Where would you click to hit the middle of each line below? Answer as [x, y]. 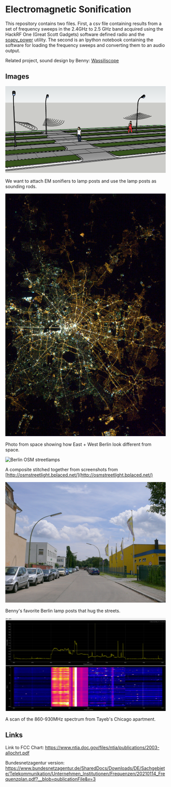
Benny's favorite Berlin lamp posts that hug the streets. [63, 611]
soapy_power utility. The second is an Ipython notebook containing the [79, 40]
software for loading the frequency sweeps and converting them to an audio [85, 45]
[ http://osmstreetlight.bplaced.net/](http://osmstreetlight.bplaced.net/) [79, 475]
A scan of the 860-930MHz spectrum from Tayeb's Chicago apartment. [81, 719]
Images [17, 77]
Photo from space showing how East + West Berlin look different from [78, 444]
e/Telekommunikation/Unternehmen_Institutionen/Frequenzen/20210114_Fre [85, 773]
